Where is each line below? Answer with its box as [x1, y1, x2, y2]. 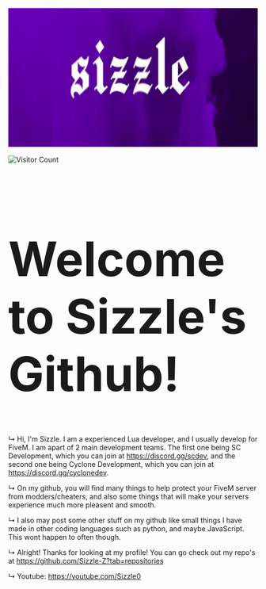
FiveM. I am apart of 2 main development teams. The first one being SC [8, 442, 241, 452]
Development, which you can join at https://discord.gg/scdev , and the [8, 451, 236, 461]
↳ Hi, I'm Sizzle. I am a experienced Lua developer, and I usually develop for [8, 434, 258, 443]
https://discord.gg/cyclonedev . [8, 468, 109, 477]
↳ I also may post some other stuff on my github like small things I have [8, 515, 243, 525]
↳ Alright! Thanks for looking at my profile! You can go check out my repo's [8, 547, 256, 557]
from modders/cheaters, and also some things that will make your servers [8, 491, 249, 501]
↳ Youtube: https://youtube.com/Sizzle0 [8, 571, 141, 581]
